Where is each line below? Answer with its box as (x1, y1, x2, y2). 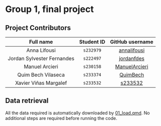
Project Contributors (5, 24, 71, 32)
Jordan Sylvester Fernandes (8, 55, 74, 62)
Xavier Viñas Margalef (15, 79, 67, 86)
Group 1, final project (5, 4, 94, 15)
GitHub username (110, 39, 153, 45)
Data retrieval (5, 96, 49, 105)
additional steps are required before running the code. (5, 115, 117, 121)
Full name (29, 39, 53, 45)
